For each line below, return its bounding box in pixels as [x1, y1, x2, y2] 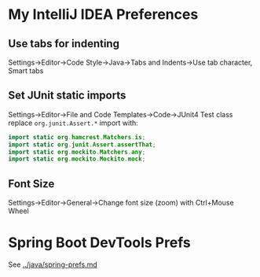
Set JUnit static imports [8, 89, 126, 102]
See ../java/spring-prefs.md [8, 260, 98, 269]
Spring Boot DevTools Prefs [8, 234, 191, 252]
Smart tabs [8, 66, 44, 76]
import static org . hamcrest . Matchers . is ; [8, 133, 146, 141]
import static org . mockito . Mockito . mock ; [8, 155, 146, 163]
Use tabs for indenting [8, 37, 120, 50]
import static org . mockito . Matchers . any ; [8, 148, 146, 156]
